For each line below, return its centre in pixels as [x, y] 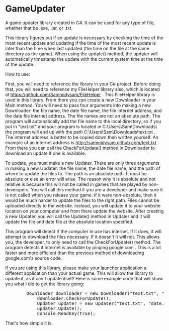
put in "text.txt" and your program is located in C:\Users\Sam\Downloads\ [81, 127]
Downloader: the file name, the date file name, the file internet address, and [83, 111]
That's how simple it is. [29, 323]
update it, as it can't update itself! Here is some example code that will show [84, 278]
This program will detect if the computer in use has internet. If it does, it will [83, 231]
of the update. [20, 64]
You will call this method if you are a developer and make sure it [97, 189]
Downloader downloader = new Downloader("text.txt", [93, 293]
